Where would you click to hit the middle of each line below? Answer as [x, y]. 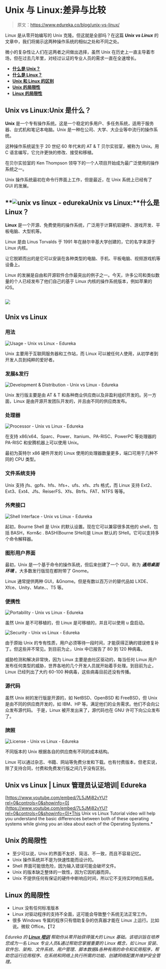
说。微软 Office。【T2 [34, 926]
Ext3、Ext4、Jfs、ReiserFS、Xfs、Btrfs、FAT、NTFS [59, 491]
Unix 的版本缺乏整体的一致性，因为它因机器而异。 [63, 872]
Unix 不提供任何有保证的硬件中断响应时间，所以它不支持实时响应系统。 [84, 878]
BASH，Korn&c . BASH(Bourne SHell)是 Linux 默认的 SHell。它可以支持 [83, 532]
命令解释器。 [22, 539]
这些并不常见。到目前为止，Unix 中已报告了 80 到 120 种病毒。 [82, 649]
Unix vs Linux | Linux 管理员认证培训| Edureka [76, 785]
